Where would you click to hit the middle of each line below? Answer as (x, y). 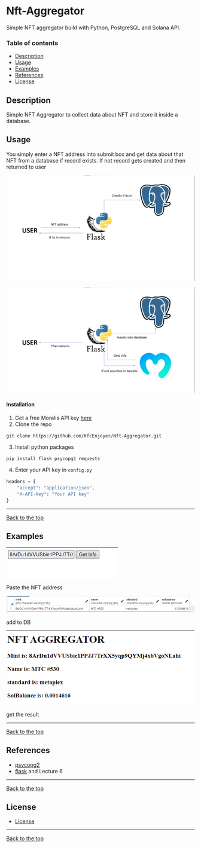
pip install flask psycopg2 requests (53, 459)
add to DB (19, 622)
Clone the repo (33, 424)
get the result (23, 714)
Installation (20, 405)
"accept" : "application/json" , (56, 488)
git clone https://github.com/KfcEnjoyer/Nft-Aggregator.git (84, 436)
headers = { (21, 482)
